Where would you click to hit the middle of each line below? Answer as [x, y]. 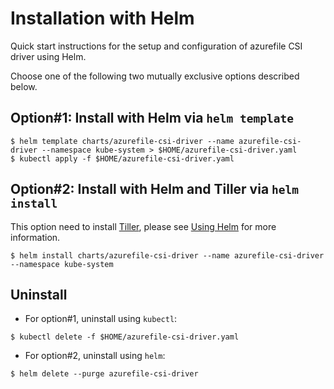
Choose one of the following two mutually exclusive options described [155, 76]
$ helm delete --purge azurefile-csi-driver [104, 374]
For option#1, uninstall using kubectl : [101, 319]
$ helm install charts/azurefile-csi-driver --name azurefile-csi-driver [167, 255]
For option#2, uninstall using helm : [95, 356]
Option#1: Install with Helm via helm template [152, 118]
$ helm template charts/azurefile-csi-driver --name [122, 141]
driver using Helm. [48, 56]
